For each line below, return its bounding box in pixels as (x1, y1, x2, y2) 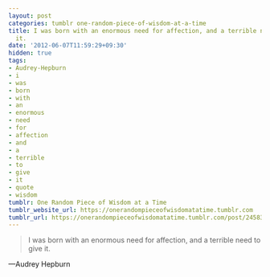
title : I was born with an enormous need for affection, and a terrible (8, 26, 257, 35)
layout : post (8, 11, 52, 20)
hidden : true (8, 49, 52, 57)
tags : (8, 57, 27, 65)
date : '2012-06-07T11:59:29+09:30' (8, 42, 128, 50)
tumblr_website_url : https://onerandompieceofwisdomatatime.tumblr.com (8, 206, 253, 214)
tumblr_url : (8, 214, 48, 222)
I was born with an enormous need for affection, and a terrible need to (27, 235, 261, 245)
